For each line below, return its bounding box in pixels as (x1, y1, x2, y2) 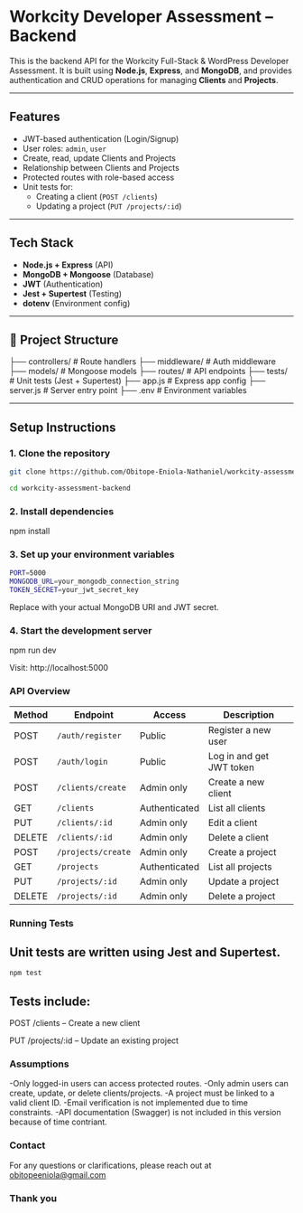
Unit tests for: (22, 181, 74, 192)
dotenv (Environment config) (22, 297, 131, 308)
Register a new (207, 723, 271, 736)
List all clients (207, 802, 266, 814)
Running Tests (9, 917, 74, 929)
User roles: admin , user (22, 143, 106, 154)
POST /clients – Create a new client (9, 1018, 141, 1029)
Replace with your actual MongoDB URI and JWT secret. (9, 602, 219, 613)
